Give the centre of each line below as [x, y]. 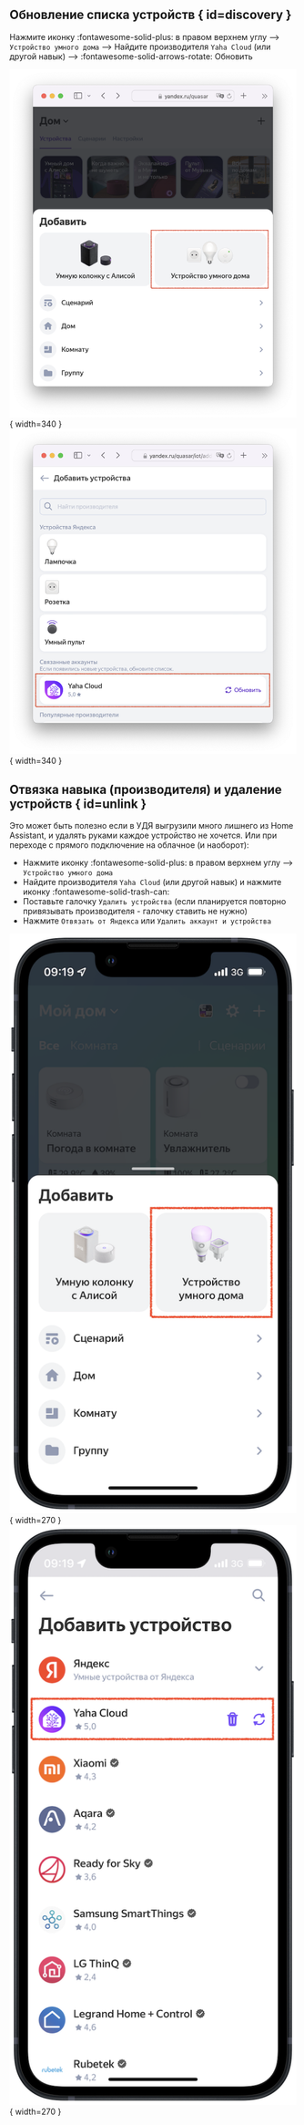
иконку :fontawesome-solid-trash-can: [96, 892]
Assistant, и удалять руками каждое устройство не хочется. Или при [143, 836]
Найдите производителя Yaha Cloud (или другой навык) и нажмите [152, 882]
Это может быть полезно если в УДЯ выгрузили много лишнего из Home [152, 826]
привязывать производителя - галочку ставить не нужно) [135, 912]
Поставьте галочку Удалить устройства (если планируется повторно [154, 902]
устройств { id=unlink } [78, 804]
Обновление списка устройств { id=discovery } [151, 15]
